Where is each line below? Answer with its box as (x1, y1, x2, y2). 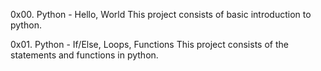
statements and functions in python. (10, 49, 159, 61)
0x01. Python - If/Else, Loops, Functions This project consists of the (10, 39, 289, 50)
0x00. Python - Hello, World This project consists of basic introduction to (10, 9, 312, 20)
